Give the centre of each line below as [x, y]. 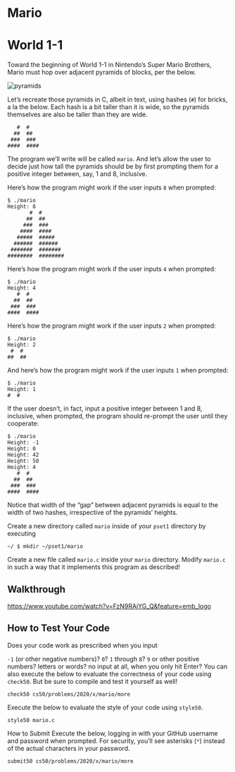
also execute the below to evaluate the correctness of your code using [109, 673]
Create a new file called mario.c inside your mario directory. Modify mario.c [117, 560]
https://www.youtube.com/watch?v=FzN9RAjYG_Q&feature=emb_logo [109, 606]
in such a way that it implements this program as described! [94, 567]
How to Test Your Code [59, 628]
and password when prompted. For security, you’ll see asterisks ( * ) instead [116, 740]
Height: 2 [22, 345]
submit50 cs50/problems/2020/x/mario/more [70, 761]
